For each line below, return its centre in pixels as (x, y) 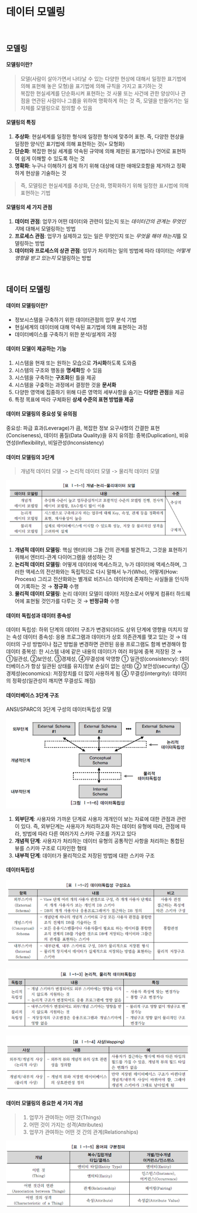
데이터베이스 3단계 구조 (33, 695)
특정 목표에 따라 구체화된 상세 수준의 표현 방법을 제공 (74, 399)
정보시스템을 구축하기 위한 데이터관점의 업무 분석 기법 (75, 319)
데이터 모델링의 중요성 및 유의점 (42, 414)
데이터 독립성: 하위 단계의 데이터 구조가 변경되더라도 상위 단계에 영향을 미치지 (94, 630)
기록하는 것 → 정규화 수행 (50, 586)
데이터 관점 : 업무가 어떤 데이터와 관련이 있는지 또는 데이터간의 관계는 (92, 221)
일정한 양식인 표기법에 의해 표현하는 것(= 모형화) (70, 143)
